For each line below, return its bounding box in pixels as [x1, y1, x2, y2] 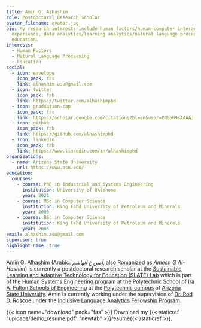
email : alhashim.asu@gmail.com [6, 231, 84, 237]
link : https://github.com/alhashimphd [17, 131, 114, 138]
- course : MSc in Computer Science [17, 198, 106, 204]
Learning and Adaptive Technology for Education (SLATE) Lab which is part [6, 272, 193, 279]
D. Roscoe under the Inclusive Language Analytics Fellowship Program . [6, 297, 182, 304]
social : [6, 64, 26, 71]
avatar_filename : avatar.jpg [6, 20, 79, 26]
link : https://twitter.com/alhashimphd [17, 98, 117, 104]
